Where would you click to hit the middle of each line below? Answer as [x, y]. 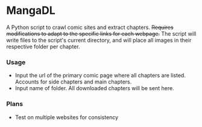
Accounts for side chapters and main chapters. [73, 82]
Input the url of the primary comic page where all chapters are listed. [100, 76]
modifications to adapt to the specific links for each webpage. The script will [101, 33]
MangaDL [31, 11]
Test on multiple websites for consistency [67, 117]
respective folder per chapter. [43, 47]
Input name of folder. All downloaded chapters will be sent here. [94, 88]
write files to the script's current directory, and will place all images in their [99, 40]
